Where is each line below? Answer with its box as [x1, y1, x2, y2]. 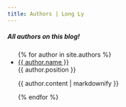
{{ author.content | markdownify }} [17, 79, 119, 87]
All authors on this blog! [7, 33, 80, 41]
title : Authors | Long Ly [7, 10, 84, 18]
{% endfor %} [17, 93, 59, 101]
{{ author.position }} [17, 65, 76, 74]
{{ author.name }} [17, 57, 69, 66]
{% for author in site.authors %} [17, 50, 112, 59]
